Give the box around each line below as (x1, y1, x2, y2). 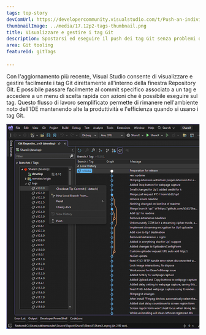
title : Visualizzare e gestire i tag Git (6, 29, 114, 36)
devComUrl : (6, 16, 34, 23)
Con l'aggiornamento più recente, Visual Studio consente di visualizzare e (6, 72, 193, 80)
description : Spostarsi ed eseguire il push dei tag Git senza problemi (6, 36, 196, 42)
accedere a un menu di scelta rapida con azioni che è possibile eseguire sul (6, 92, 198, 99)
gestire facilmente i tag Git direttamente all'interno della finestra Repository (6, 79, 196, 86)
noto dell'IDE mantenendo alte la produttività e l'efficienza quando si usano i (6, 105, 199, 113)
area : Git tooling (6, 42, 53, 48)
